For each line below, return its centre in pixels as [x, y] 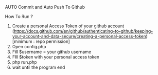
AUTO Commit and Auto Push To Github [45, 7]
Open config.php [29, 47]
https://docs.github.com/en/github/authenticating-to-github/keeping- [83, 31]
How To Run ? [19, 16]
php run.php [25, 62]
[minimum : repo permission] [41, 41]
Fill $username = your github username [52, 52]
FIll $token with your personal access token [56, 57]
